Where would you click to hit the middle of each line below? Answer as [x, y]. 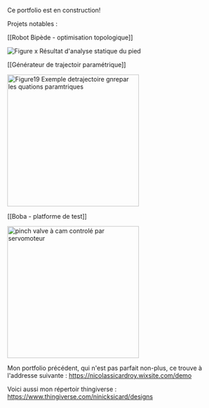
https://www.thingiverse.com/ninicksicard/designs [80, 396]
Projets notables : [33, 24]
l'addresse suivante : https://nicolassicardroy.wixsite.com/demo [100, 375]
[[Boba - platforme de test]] [47, 216]
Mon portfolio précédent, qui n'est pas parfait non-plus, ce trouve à [104, 368]
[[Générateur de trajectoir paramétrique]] [67, 65]
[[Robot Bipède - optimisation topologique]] [70, 37]
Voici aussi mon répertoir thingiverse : [62, 389]
